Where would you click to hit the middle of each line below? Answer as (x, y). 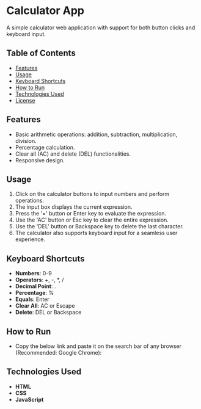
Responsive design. (40, 160)
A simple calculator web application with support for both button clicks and (101, 27)
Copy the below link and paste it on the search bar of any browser (98, 346)
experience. (30, 239)
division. (26, 140)
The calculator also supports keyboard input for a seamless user (96, 233)
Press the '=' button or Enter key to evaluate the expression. (91, 214)
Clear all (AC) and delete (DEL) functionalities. (73, 154)
